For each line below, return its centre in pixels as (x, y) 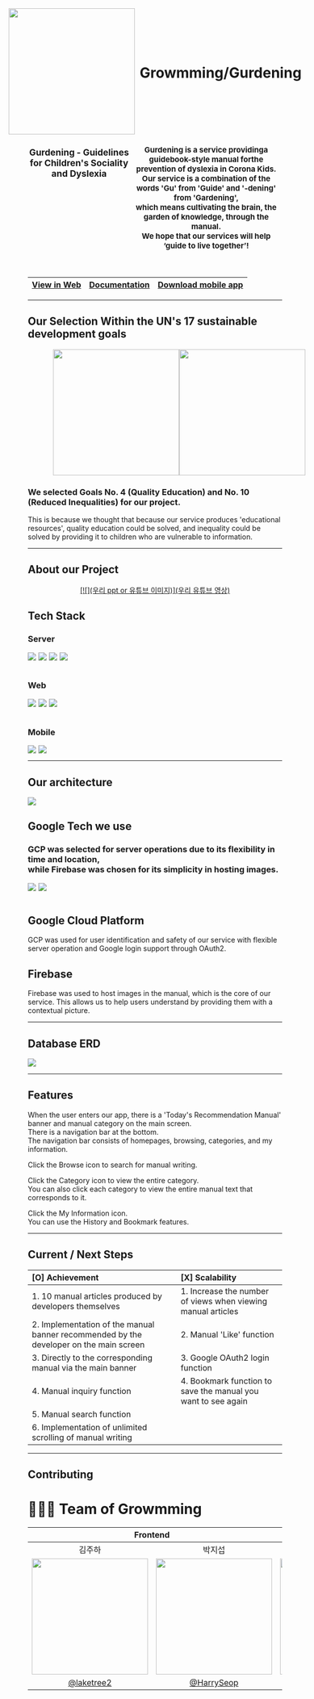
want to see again (214, 1401)
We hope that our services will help (206, 236)
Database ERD (64, 1043)
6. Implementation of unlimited (90, 1427)
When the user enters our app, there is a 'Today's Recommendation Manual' (155, 1115)
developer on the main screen (88, 1345)
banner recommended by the (87, 1334)
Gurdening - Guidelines (79, 152)
